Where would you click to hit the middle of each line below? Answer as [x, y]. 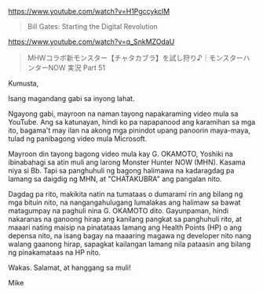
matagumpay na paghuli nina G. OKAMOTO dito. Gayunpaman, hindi [119, 211]
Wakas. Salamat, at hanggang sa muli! [69, 267]
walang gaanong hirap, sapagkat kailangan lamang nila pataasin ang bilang [130, 244]
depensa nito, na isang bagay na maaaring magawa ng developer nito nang [130, 236]
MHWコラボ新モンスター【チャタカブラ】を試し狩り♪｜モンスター [135, 58]
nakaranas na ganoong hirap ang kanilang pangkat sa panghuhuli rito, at [125, 219]
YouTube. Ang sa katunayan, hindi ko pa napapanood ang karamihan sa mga [132, 122]
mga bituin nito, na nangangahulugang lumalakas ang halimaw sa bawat [124, 202]
